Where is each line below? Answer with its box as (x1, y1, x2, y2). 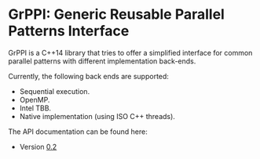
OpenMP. (19, 95, 50, 104)
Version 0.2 (19, 142, 57, 151)
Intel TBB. (19, 103, 52, 113)
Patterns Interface (8, 22, 130, 40)
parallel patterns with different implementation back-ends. (8, 56, 196, 66)
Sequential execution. (19, 86, 90, 96)
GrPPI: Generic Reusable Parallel (8, 5, 225, 23)
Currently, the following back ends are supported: (8, 71, 169, 81)
